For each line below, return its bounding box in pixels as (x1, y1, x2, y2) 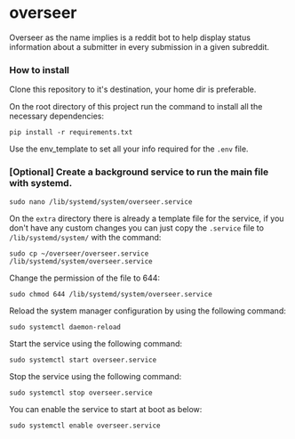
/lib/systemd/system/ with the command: (9, 232, 162, 242)
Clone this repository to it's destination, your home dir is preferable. (9, 84, 257, 95)
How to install (9, 63, 69, 76)
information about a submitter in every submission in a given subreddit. (9, 41, 269, 52)
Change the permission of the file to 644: (9, 272, 161, 283)
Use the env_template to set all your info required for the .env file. (9, 143, 249, 154)
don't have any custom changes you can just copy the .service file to (9, 222, 265, 233)
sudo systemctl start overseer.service (9, 355, 157, 364)
